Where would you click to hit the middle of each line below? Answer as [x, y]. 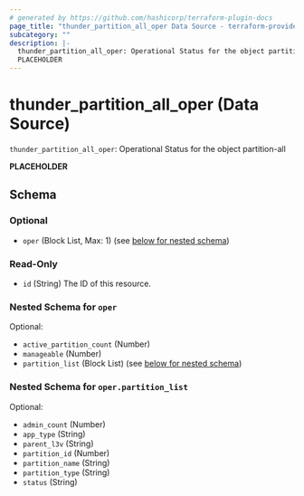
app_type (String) [54, 434]
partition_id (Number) [66, 453]
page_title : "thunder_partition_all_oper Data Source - [117, 26]
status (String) [50, 482]
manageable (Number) [62, 354]
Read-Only [34, 263]
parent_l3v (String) [58, 444]
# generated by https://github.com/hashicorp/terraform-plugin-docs [141, 18]
